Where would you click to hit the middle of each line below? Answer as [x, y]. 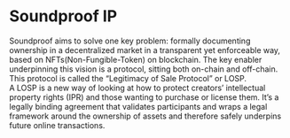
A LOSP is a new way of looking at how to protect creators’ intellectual [137, 88]
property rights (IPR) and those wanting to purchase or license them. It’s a [144, 97]
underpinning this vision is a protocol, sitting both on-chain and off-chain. [144, 69]
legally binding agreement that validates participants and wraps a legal [138, 106]
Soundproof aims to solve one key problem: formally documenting [130, 41]
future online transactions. [57, 125]
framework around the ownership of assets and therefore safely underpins [145, 116]
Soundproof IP [63, 16]
